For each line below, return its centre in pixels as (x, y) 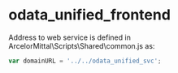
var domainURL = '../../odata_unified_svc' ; (85, 61)
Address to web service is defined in (70, 37)
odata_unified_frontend (89, 15)
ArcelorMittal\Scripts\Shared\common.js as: (82, 45)
